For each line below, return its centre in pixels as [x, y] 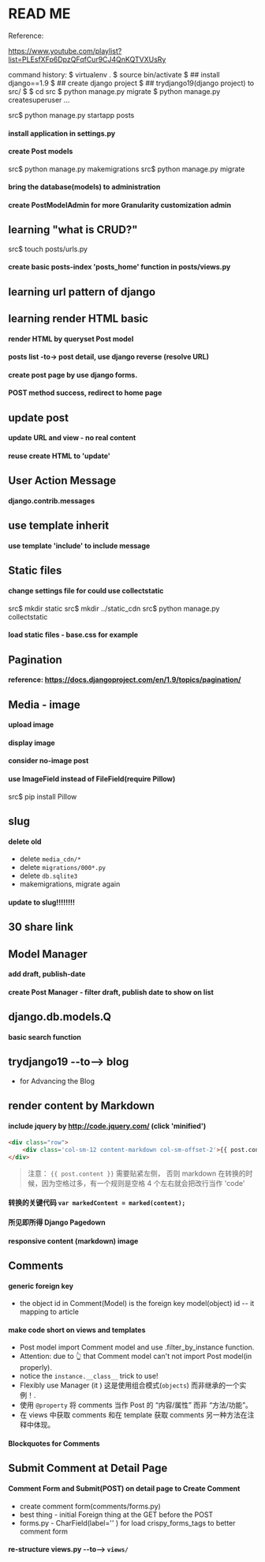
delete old [25, 841]
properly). [36, 1368]
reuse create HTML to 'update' [59, 456]
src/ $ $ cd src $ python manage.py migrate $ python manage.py [114, 91]
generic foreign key [41, 1285]
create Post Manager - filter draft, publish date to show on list [111, 992]
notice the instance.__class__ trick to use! [89, 1376]
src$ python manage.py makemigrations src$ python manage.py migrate [127, 169]
